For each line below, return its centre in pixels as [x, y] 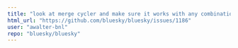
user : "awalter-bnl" [38, 27]
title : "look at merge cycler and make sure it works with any [103, 14]
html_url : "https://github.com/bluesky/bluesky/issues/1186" [100, 20]
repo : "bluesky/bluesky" [44, 34]
